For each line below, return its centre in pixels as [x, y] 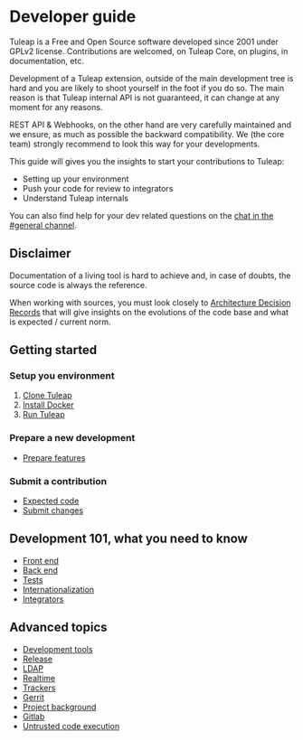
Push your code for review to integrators [98, 188]
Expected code [51, 501]
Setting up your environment [76, 179]
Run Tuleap [43, 415]
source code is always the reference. [78, 285]
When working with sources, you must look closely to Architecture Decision [150, 302]
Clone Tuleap [47, 396]
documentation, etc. [47, 61]
